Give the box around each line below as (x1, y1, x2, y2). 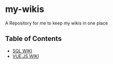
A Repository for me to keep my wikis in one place (5, 20, 108, 26)
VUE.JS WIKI (12, 53, 39, 59)
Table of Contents (5, 34, 62, 43)
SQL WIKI (12, 47, 32, 53)
